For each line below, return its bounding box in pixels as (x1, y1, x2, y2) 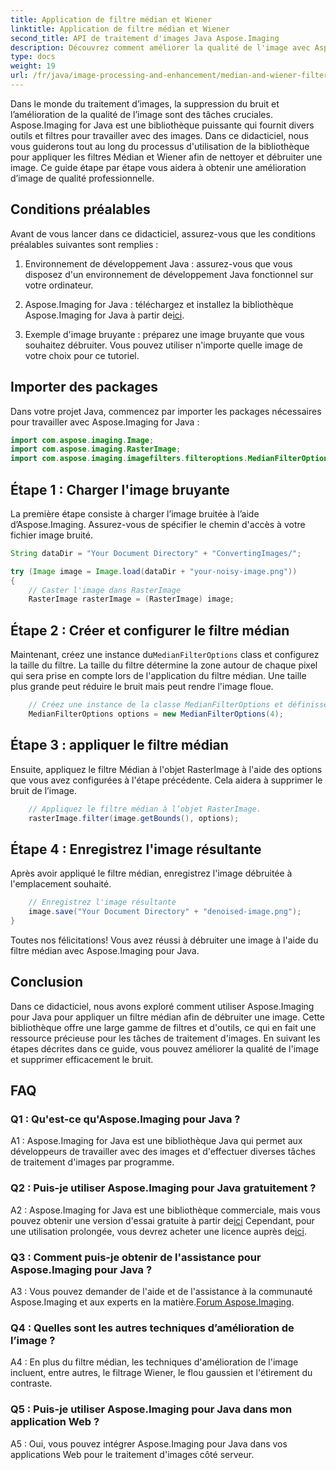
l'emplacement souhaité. (10, 878, 112, 890)
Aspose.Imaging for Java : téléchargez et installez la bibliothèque (24, 298, 294, 310)
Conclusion (10, 974, 84, 991)
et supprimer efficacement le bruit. (10, 1053, 154, 1065)
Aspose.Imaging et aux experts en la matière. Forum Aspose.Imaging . (10, 1296, 295, 1308)
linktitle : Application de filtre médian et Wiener (10, 24, 230, 34)
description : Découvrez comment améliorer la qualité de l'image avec (10, 42, 311, 53)
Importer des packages (10, 379, 159, 396)
